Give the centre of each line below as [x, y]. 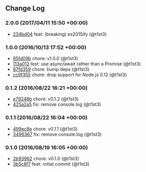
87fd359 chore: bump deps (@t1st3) [51, 69]
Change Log [25, 8]
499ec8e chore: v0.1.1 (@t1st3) [45, 129]
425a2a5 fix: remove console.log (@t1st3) [57, 105]
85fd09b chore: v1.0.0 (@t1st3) [45, 58]
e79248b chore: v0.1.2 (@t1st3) [46, 99]
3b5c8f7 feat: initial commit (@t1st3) [51, 164]
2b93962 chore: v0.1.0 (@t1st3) [46, 158]
